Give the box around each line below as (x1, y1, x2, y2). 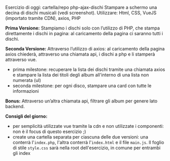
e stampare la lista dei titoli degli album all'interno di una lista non (12, 72, 149, 78)
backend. (5, 103, 25, 109)
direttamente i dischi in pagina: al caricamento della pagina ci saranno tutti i (5, 31, 163, 36)
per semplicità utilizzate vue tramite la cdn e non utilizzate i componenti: (12, 123, 164, 129)
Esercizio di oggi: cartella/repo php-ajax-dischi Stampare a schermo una (5, 5, 157, 10)
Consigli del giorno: (5, 113, 48, 119)
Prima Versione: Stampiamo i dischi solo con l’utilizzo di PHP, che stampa (5, 25, 160, 31)
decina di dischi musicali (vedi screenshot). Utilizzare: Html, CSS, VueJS (5, 10, 157, 16)
